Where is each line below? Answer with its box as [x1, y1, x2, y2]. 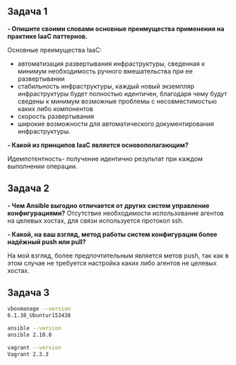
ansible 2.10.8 [7, 332, 52, 339]
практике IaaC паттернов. [7, 32, 88, 40]
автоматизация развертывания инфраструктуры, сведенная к [17, 59, 205, 68]
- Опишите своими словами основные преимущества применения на [7, 24, 225, 33]
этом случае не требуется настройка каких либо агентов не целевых [7, 258, 217, 267]
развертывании [17, 74, 65, 83]
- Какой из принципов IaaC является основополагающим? [7, 141, 189, 149]
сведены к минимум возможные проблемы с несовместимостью [17, 97, 218, 105]
